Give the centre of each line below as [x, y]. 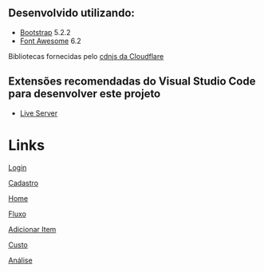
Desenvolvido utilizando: [72, 13]
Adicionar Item [32, 229]
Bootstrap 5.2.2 [45, 32]
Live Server [39, 113]
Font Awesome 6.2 [50, 41]
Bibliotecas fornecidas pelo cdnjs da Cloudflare [86, 56]
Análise [21, 260]
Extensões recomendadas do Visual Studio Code [132, 82]
